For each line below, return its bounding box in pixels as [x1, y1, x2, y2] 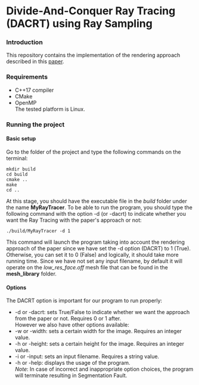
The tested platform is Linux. [14, 105, 85, 113]
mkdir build [6, 166, 36, 172]
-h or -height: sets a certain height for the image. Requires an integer [14, 340, 185, 347]
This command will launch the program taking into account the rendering [6, 238, 185, 246]
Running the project [6, 120, 65, 129]
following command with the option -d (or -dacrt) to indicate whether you [6, 210, 186, 217]
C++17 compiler [14, 86, 54, 94]
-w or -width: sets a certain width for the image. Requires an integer [14, 328, 182, 335]
